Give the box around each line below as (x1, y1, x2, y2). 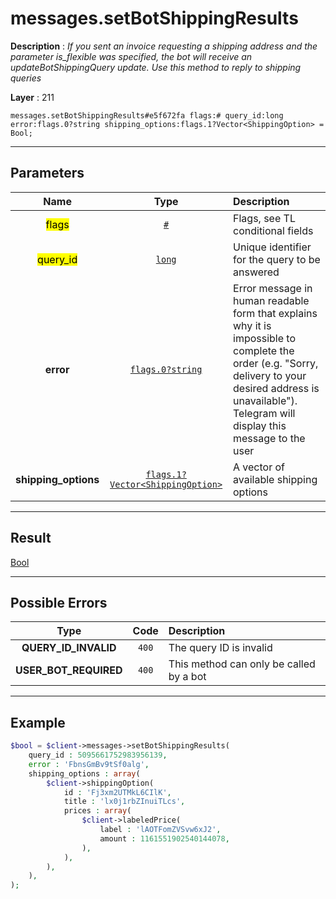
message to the (233, 431, 306, 445)
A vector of (233, 460, 286, 474)
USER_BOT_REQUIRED (15, 663, 123, 677)
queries (10, 72, 42, 84)
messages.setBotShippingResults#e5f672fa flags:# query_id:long (10, 110, 284, 121)
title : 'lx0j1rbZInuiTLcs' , (63, 797, 186, 807)
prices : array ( (63, 806, 132, 816)
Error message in (233, 281, 313, 295)
